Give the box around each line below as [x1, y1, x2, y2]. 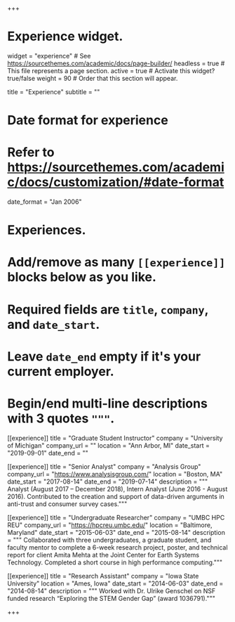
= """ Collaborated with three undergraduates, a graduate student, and [7, 536, 212, 544]
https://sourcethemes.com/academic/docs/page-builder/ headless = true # [7, 59, 225, 67]
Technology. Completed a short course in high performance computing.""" [7, 558, 223, 566]
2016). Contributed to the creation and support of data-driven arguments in [7, 492, 224, 500]
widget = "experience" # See [7, 51, 91, 60]
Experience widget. [7, 29, 123, 44]
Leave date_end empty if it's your [7, 349, 201, 364]
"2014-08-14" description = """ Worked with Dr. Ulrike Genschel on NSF [7, 586, 216, 595]
